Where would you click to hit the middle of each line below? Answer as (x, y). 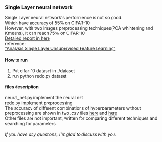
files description (22, 87)
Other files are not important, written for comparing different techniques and (81, 118)
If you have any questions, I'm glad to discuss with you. (61, 134)
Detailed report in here (27, 38)
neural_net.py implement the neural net (44, 97)
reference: (15, 44)
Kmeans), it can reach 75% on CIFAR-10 (45, 33)
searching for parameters (30, 123)
